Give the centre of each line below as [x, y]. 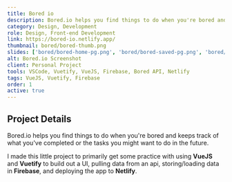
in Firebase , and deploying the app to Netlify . [72, 171]
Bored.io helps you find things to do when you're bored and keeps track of [113, 135]
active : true [26, 91]
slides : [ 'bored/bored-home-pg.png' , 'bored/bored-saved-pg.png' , [105, 53]
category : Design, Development [52, 26]
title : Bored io [30, 13]
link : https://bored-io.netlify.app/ [61, 39]
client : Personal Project [44, 65]
